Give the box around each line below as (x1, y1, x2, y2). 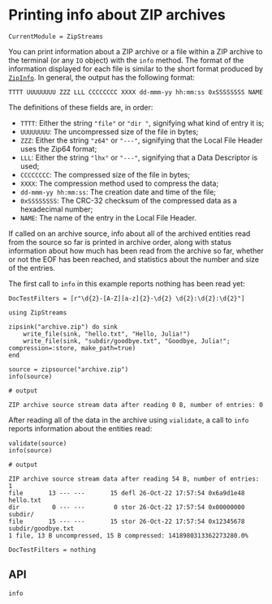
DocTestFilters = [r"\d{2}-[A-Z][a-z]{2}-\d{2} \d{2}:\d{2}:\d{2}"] (8, 294, 245, 302)
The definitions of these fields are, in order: (8, 102, 153, 112)
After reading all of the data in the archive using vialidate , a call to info (8, 415, 249, 425)
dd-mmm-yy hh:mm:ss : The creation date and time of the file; (19, 186, 217, 196)
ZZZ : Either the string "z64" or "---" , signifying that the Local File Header (19, 135, 263, 145)
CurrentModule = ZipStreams (8, 32, 104, 41)
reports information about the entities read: (8, 423, 153, 433)
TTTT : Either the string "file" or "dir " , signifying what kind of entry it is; (19, 118, 265, 127)
